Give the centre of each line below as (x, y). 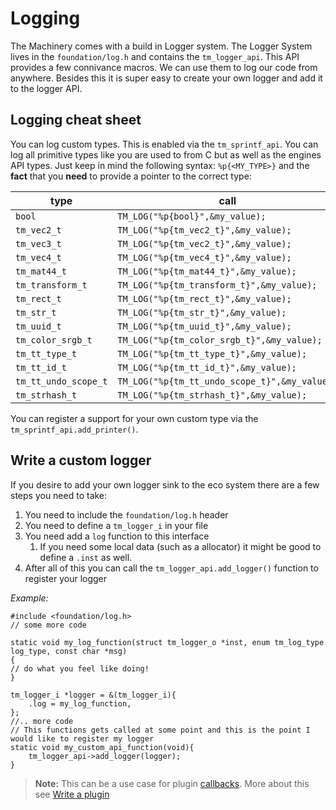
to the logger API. (46, 88)
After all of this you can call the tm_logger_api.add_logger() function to (171, 568)
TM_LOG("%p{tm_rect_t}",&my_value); (204, 298)
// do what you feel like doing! (80, 668)
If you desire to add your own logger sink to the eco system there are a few (165, 484)
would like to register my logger (82, 738)
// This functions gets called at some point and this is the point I (160, 730)
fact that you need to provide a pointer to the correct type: (131, 176)
